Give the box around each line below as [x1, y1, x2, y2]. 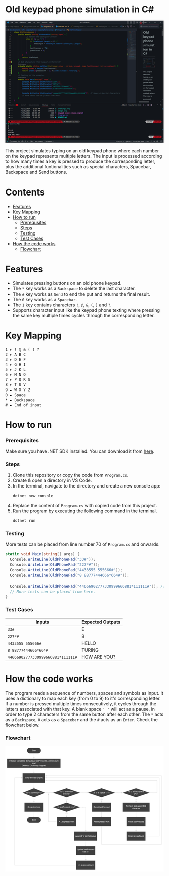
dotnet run [12, 518, 36, 523]
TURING [81, 647, 99, 653]
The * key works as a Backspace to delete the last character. [12, 285, 136, 291]
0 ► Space [5, 392, 26, 398]
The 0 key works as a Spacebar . [12, 296, 77, 302]
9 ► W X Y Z [5, 387, 30, 393]
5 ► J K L [5, 367, 26, 372]
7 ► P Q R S [5, 377, 30, 382]
